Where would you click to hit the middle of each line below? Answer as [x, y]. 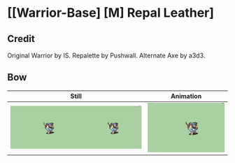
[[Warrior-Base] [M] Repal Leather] [111, 13]
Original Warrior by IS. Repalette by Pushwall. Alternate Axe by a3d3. [106, 55]
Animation [186, 97]
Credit [21, 39]
